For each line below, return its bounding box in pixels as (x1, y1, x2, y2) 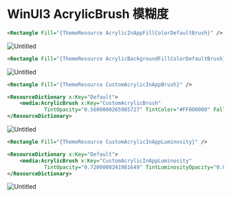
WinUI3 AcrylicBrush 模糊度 (7, 6, 169, 22)
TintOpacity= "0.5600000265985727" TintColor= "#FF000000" (43, 106, 211, 114)
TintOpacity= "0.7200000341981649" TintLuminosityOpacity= (43, 163, 214, 171)
